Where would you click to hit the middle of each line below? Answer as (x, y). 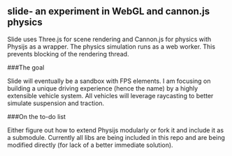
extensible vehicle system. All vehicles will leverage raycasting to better (110, 95)
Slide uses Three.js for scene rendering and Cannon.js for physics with (109, 39)
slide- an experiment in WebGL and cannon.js (109, 11)
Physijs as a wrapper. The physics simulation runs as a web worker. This (111, 46)
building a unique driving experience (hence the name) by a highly (103, 88)
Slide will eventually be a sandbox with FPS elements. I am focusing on (109, 81)
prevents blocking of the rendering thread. (68, 54)
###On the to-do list (37, 116)
